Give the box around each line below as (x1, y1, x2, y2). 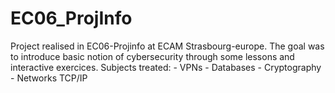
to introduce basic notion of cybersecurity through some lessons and (10, 50, 295, 62)
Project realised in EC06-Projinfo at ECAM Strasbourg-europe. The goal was (10, 40, 325, 52)
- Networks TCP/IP (10, 72, 88, 84)
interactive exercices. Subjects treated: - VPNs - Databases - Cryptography (10, 61, 322, 73)
